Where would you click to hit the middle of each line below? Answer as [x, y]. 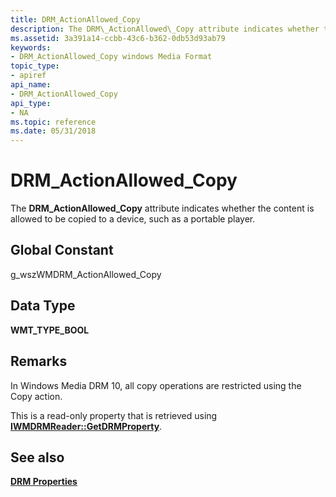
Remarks [39, 361]
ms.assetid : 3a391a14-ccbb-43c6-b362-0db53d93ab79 [118, 38]
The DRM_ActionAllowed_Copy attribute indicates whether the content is [162, 208]
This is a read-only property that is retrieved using [114, 415]
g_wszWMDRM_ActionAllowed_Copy [86, 274]
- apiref [28, 76]
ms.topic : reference [53, 122]
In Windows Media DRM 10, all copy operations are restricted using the [156, 385]
